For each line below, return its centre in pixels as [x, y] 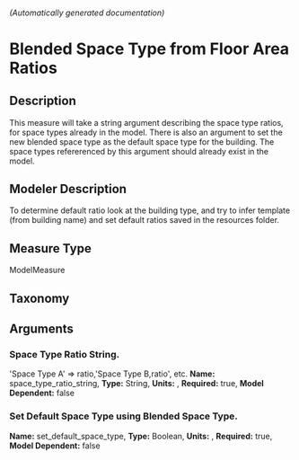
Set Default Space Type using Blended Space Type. [123, 416]
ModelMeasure [37, 270]
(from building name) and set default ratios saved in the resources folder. [145, 220]
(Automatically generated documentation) [87, 13]
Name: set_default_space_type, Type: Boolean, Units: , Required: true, [141, 436]
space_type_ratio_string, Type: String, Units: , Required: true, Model [137, 384]
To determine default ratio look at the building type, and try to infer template [149, 210]
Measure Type [50, 248]
